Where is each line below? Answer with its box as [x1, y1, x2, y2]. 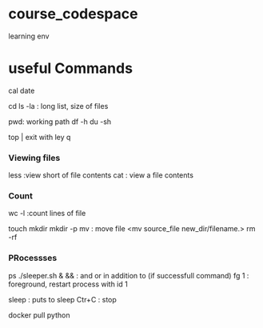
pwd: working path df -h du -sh [8, 117, 112, 126]
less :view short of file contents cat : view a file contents [8, 170, 194, 180]
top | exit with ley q [8, 132, 71, 142]
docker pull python [8, 310, 70, 320]
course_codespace [8, 5, 138, 23]
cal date [8, 86, 35, 95]
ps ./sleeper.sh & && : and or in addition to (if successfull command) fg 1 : [8, 270, 249, 280]
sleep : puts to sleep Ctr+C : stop [8, 294, 118, 304]
